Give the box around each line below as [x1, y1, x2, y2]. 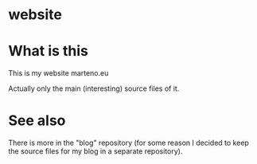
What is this [8, 42, 89, 61]
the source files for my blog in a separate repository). [8, 146, 183, 156]
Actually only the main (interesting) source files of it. [8, 84, 180, 93]
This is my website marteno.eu [8, 68, 109, 78]
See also [8, 111, 66, 130]
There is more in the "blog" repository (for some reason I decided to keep [8, 138, 249, 148]
